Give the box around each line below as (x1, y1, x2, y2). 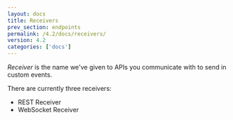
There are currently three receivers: (7, 84, 112, 92)
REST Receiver (17, 98, 62, 107)
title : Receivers (7, 17, 59, 24)
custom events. (7, 70, 53, 79)
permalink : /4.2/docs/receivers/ (7, 30, 107, 38)
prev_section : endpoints (7, 23, 81, 31)
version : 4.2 (7, 37, 46, 44)
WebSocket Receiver (17, 106, 80, 114)
